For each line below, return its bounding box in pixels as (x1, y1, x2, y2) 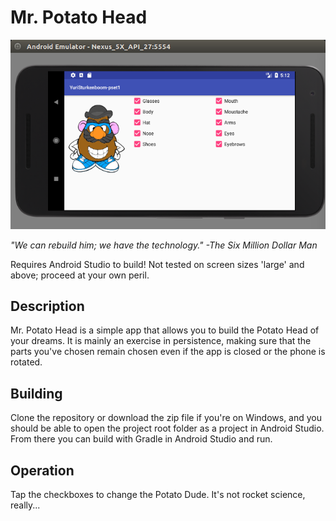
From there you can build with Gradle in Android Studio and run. (10, 433, 273, 445)
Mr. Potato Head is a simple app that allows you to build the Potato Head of (10, 324, 320, 336)
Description (10, 298, 85, 315)
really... (10, 499, 41, 511)
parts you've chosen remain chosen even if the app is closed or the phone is (10, 346, 326, 358)
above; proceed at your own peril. (10, 269, 150, 281)
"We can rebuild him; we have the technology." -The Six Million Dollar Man (10, 239, 318, 251)
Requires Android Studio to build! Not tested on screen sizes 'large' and (10, 258, 305, 270)
